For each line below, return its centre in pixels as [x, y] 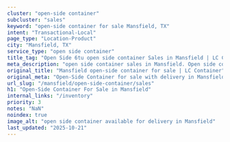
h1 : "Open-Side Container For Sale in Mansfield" [79, 89]
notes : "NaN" [26, 109]
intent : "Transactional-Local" [52, 32]
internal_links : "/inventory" [50, 96]
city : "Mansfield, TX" [39, 45]
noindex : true [27, 115]
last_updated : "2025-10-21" [47, 128]
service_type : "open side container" [61, 52]
